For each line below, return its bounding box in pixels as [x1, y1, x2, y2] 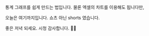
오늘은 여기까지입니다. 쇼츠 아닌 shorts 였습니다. [5, 15, 100, 21]
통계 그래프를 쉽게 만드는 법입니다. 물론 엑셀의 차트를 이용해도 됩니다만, [5, 4, 144, 10]
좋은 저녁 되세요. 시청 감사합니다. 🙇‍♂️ [5, 25, 77, 31]
